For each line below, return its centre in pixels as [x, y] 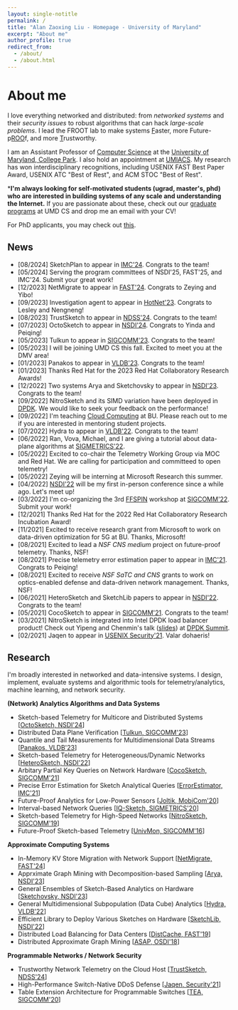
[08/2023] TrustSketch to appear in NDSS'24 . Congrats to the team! [117, 317]
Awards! [29, 378]
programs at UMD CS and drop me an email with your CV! [92, 211]
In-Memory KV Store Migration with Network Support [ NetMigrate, [115, 858]
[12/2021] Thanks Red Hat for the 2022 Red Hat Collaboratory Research [122, 514]
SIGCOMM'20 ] [39, 1000]
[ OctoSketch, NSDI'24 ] [51, 725]
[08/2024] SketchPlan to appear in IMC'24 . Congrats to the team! [113, 264]
